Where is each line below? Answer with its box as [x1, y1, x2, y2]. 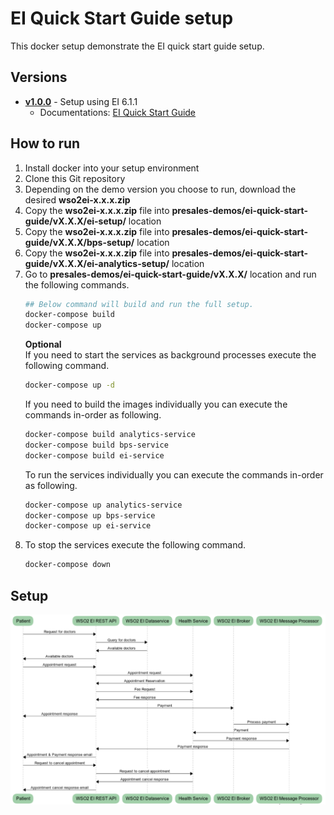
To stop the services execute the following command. [24, 539, 247, 551]
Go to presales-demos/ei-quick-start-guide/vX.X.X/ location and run [24, 268, 317, 280]
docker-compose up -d [24, 380, 115, 391]
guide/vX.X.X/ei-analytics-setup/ [24, 257, 170, 269]
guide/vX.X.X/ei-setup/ [24, 215, 127, 227]
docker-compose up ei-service [24, 521, 152, 531]
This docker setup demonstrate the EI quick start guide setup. [10, 40, 265, 52]
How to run [10, 135, 81, 152]
